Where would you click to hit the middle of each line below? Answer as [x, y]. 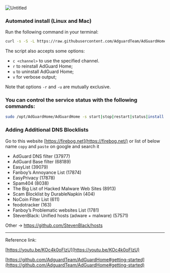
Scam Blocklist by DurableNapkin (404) [54, 194]
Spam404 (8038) [31, 183]
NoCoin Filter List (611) [36, 199]
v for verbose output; [34, 77]
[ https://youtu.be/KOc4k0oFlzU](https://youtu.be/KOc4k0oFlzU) [73, 250]
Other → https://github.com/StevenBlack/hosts [54, 225]
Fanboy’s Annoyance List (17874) [47, 172]
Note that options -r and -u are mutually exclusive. [58, 87]
